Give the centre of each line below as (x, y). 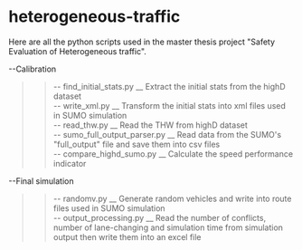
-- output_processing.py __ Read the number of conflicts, (160, 217)
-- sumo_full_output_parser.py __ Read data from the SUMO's (167, 134)
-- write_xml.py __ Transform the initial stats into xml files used (170, 105)
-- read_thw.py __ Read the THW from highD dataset (150, 125)
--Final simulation (41, 181)
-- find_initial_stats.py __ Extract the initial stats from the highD (169, 86)
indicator (70, 163)
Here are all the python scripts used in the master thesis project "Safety (142, 42)
